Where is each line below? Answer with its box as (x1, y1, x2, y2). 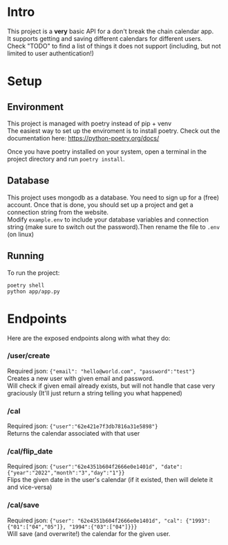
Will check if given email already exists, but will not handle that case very (7, 382, 216, 390)
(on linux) (7, 230, 35, 238)
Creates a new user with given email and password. (7, 374, 154, 382)
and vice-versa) (7, 483, 53, 492)
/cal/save (7, 500, 40, 510)
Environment (7, 101, 64, 113)
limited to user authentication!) (7, 49, 95, 57)
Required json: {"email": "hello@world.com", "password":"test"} (7, 366, 196, 375)
